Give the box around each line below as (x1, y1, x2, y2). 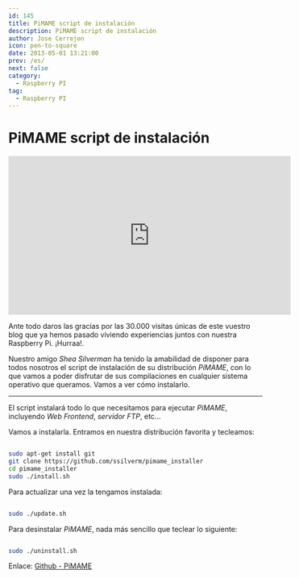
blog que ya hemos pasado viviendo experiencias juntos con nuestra (8, 330, 237, 339)
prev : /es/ (8, 57, 45, 65)
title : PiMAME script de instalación (8, 19, 135, 27)
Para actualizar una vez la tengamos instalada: (8, 487, 163, 497)
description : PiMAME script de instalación (8, 27, 157, 35)
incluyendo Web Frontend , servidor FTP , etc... (8, 412, 161, 422)
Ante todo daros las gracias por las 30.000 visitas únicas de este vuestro (8, 322, 251, 331)
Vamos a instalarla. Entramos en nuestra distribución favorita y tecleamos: (8, 427, 255, 437)
